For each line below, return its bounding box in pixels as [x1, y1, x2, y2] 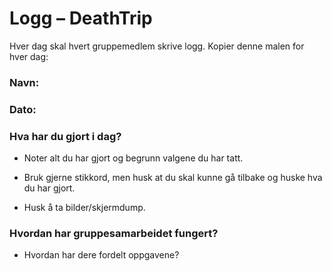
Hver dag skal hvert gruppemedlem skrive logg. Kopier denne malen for [9, 40, 305, 52]
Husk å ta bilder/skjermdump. [23, 202, 146, 214]
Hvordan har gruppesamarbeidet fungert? [9, 227, 219, 240]
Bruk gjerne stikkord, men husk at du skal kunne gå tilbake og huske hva [23, 172, 323, 184]
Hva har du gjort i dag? [9, 129, 122, 143]
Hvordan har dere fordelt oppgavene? [23, 249, 180, 261]
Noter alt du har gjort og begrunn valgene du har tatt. [23, 152, 244, 164]
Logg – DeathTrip [9, 7, 153, 30]
